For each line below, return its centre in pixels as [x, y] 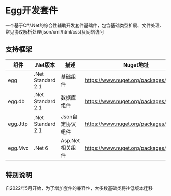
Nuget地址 [136, 65]
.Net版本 [45, 65]
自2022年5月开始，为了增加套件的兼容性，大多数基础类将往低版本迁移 [79, 188]
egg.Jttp [18, 124]
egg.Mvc [18, 148]
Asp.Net [70, 140]
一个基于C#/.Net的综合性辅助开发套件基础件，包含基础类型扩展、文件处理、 [85, 25]
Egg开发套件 [32, 10]
